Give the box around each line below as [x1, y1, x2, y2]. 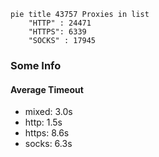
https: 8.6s [24, 127, 70, 139]
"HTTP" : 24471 [28, 18, 92, 28]
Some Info [10, 58, 62, 72]
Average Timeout [10, 83, 84, 95]
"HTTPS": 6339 [28, 27, 87, 37]
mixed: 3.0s [24, 106, 73, 118]
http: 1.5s [24, 116, 63, 129]
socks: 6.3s [24, 138, 73, 150]
